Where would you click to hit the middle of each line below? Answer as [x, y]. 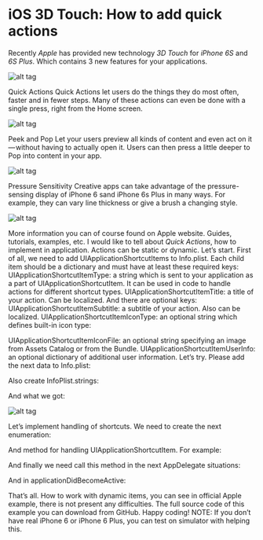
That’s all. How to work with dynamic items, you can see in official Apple [125, 495]
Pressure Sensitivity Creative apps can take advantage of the [107, 186]
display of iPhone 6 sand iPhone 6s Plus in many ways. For [130, 194]
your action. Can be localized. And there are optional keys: [103, 299]
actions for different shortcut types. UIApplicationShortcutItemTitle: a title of [131, 292]
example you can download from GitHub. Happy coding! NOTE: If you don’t [130, 512]
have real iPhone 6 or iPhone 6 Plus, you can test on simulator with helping [129, 520]
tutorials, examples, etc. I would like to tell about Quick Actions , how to [122, 241]
